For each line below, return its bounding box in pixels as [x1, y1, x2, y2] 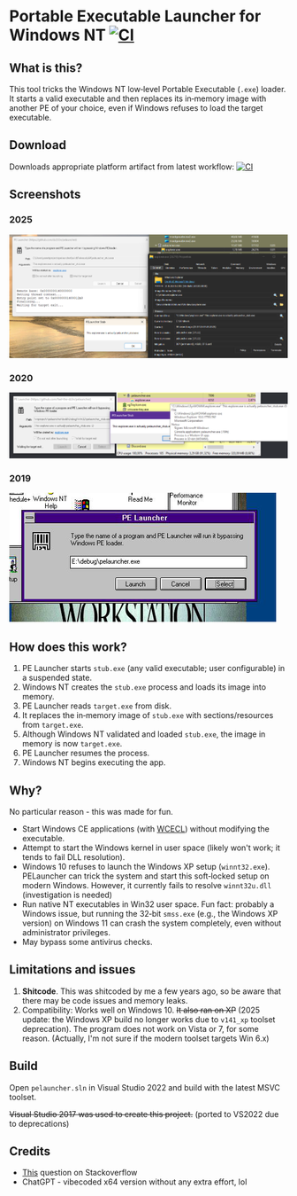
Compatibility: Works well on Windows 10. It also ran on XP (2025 [21, 1004, 261, 1015]
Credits [9, 1144, 51, 1159]
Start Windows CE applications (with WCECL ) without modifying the [21, 823, 270, 834]
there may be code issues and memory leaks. [21, 995, 188, 1005]
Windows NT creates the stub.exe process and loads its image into [21, 682, 267, 692]
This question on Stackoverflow [21, 1168, 138, 1178]
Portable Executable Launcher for [9, 6, 262, 27]
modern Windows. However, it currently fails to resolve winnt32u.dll [21, 879, 272, 890]
